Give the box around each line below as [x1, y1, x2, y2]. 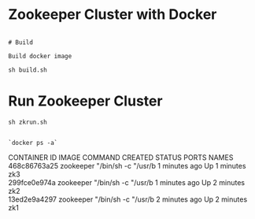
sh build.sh [8, 65, 47, 74]
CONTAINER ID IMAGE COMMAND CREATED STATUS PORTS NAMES [8, 152, 234, 162]
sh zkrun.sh [8, 118, 47, 126]
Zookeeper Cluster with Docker [8, 6, 217, 24]
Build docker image [8, 52, 72, 60]
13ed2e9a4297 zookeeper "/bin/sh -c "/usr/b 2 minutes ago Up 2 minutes [8, 195, 248, 204]
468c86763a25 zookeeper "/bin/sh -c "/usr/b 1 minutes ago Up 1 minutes [8, 161, 246, 170]
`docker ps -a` [8, 139, 58, 147]
